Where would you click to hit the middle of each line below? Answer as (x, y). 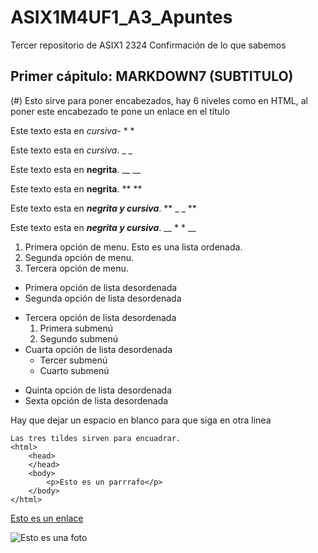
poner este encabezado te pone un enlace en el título (120, 111)
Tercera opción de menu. (76, 268)
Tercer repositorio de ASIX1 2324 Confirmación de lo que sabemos (148, 45)
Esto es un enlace (47, 518)
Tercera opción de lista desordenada (100, 317)
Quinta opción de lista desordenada (98, 390)
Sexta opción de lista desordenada (96, 400)
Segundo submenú (78, 338)
